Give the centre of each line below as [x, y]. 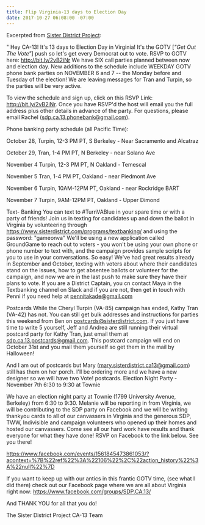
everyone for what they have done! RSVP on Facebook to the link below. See [103, 435]
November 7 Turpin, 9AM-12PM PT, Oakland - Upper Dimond [83, 200]
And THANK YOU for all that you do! [52, 503]
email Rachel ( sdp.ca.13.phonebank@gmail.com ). [68, 117]
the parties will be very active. [44, 85]
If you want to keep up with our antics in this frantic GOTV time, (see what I [101, 478]
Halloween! [20, 353]
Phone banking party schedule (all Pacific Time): [67, 129]
